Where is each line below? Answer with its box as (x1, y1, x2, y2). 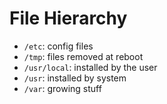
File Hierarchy (9, 7, 128, 30)
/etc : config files (23, 40, 94, 52)
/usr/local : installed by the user (23, 61, 158, 73)
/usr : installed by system (23, 72, 127, 84)
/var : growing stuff (23, 82, 102, 94)
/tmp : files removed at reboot (23, 50, 144, 62)
